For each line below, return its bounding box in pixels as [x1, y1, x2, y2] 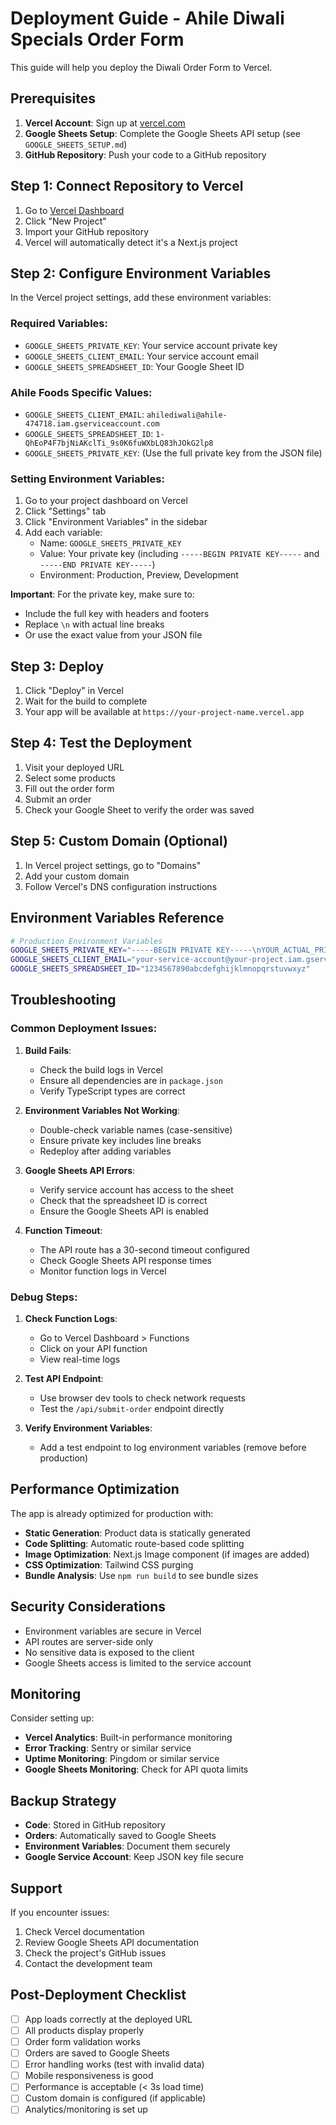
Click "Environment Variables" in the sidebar [24, 516, 208, 528]
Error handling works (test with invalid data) [24, 2058, 205, 2071]
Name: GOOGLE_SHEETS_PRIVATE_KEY [39, 537, 182, 549]
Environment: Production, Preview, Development [39, 569, 239, 581]
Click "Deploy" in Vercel [24, 685, 124, 697]
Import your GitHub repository [24, 225, 150, 237]
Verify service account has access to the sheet [39, 1183, 234, 1196]
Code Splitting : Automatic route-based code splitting [24, 1537, 245, 1549]
